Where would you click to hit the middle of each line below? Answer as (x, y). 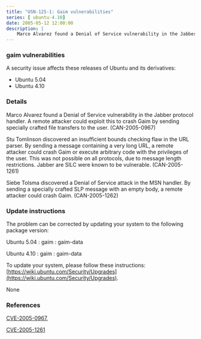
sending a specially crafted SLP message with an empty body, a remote (95, 189)
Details (17, 101)
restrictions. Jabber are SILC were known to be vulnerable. (79, 164)
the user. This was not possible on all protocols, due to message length (94, 158)
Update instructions (36, 211)
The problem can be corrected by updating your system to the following (95, 224)
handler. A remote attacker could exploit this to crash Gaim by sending (93, 121)
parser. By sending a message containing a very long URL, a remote (90, 145)
